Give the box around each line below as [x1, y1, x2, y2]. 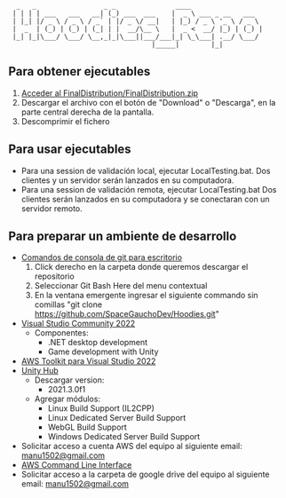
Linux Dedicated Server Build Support [47, 413, 187, 423]
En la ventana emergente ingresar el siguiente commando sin [34, 290, 258, 301]
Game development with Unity [47, 346, 159, 357]
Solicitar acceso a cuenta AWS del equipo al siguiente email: [20, 441, 243, 452]
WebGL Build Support [47, 422, 128, 432]
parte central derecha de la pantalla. [20, 107, 155, 117]
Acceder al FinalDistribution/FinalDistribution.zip [20, 87, 199, 99]
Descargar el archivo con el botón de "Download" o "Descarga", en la [20, 97, 276, 107]
